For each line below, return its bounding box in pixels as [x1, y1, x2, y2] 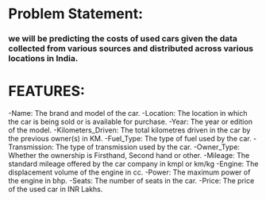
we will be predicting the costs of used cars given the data [8, 33, 238, 44]
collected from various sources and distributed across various [8, 43, 254, 54]
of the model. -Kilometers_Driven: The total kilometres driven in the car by [8, 125, 251, 135]
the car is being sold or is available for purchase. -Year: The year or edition [8, 117, 253, 127]
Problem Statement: [8, 5, 144, 23]
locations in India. [8, 53, 79, 64]
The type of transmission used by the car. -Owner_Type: [55, 142, 241, 152]
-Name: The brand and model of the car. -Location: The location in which [8, 109, 248, 118]
